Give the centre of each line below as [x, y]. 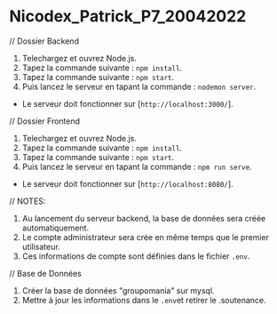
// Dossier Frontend [45, 121]
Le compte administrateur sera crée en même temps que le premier [145, 237]
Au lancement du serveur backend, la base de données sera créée [144, 218]
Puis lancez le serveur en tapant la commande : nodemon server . [139, 86]
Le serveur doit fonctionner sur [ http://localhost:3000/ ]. [127, 103]
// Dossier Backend [44, 41]
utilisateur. [41, 246]
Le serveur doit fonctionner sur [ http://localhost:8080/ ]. [127, 183]
